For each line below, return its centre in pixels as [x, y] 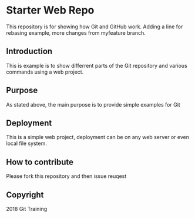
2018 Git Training [27, 209]
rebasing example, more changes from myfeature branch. [76, 32]
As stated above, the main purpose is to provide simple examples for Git [93, 104]
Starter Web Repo [50, 10]
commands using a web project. [45, 72]
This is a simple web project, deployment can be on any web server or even [98, 137]
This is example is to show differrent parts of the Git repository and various [97, 65]
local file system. [26, 143]
